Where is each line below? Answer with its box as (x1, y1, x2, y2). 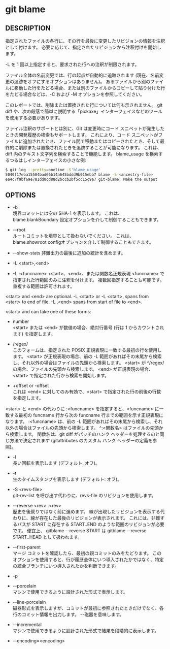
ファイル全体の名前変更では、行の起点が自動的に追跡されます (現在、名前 (5, 72, 160, 78)
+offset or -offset (12, 382, 49, 389)
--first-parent (12, 544, 41, 550)
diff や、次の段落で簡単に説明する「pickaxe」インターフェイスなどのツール (5, 108, 163, 114)
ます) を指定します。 (12, 331, 56, 337)
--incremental (12, 622, 42, 628)
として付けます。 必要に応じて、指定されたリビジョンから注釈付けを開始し (5, 44, 161, 50)
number (12, 318, 29, 324)
